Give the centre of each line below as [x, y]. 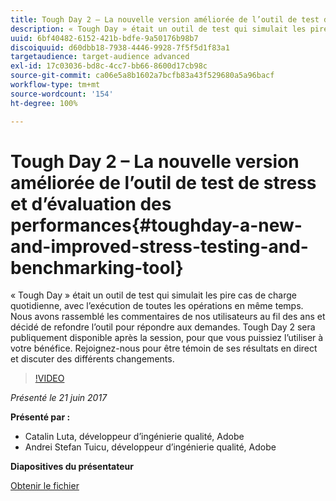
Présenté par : [40, 417]
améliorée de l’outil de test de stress [163, 182]
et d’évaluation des [91, 203]
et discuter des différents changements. [92, 359]
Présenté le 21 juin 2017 [59, 398]
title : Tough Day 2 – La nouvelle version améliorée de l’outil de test [165, 19]
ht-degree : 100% [44, 103]
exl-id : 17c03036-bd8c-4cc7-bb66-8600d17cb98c [109, 66]
